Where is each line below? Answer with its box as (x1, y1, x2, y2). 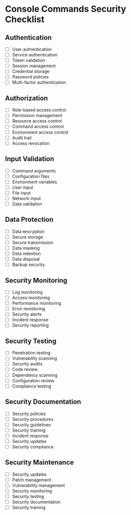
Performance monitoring (12, 300, 62, 306)
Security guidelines (12, 421, 51, 427)
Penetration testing (12, 350, 51, 356)
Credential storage (12, 69, 50, 74)
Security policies (12, 411, 46, 417)
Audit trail (12, 135, 32, 141)
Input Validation (5, 155, 55, 163)
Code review (12, 367, 38, 372)
